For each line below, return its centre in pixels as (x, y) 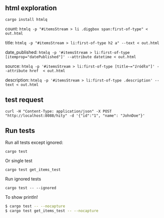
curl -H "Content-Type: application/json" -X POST (58, 111)
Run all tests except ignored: (34, 142)
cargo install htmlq (27, 19)
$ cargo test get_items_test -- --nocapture (52, 211)
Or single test (19, 161)
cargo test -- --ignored (31, 188)
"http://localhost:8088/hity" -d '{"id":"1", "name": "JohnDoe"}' (75, 116)
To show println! (22, 197)
